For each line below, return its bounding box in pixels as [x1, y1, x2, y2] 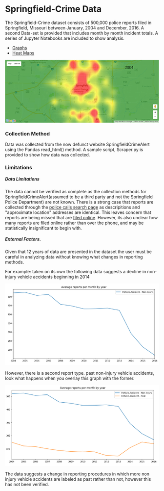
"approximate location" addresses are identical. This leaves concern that [5, 209, 151, 215]
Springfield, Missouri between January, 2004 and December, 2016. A [5, 25, 144, 30]
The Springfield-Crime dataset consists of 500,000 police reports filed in [5, 20, 152, 26]
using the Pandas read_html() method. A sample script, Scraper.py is [5, 146, 143, 153]
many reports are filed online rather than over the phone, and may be [5, 220, 144, 226]
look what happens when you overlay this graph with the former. [5, 375, 135, 381]
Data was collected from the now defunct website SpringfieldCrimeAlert [5, 141, 150, 147]
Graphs [12, 45, 27, 51]
